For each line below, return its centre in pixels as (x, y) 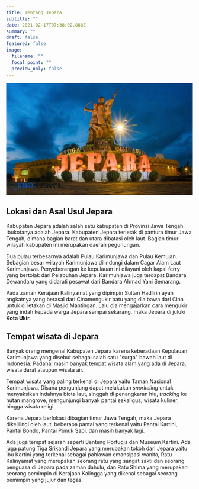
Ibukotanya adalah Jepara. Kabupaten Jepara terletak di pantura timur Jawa (99, 232)
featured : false (26, 44)
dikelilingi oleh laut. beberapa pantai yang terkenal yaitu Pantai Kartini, (92, 424)
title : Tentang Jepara (34, 12)
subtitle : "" (22, 19)
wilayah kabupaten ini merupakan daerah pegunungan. (73, 244)
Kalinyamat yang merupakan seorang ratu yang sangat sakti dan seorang (95, 461)
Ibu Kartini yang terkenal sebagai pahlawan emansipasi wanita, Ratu (89, 454)
